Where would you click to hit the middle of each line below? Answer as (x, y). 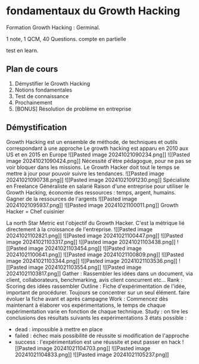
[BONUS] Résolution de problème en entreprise (73, 109)
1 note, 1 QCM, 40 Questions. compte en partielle (66, 39)
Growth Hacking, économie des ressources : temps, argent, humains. (91, 192)
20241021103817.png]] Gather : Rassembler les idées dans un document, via (100, 273)
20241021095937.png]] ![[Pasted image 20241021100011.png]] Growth (92, 205)
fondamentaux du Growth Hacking (93, 11)
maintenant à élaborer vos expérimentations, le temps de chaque (86, 305)
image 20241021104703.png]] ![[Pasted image (94, 348)
